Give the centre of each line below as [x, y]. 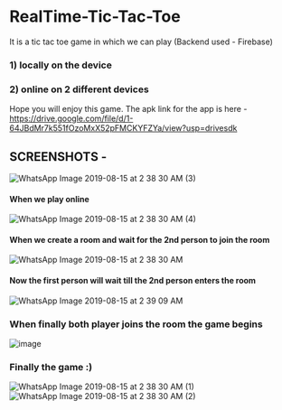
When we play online [50, 199]
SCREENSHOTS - [58, 157]
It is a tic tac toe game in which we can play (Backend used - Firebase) [141, 42]
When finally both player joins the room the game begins [136, 324]
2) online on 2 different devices [79, 89]
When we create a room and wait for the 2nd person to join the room [140, 239]
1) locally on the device [61, 65]
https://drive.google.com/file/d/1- [71, 118]
